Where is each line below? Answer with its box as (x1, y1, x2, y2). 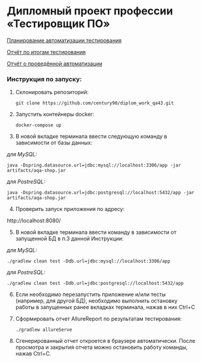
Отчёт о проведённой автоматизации (7, 60, 102, 67)
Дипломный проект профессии (7, 4, 173, 18)
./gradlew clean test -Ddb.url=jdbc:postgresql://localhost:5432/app (7, 280, 184, 286)
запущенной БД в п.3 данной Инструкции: (15, 235, 124, 242)
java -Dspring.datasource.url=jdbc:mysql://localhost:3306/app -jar (7, 162, 181, 168)
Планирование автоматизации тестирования (7, 37, 122, 44)
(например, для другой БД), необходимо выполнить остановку (15, 297, 178, 304)
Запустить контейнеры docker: (15, 111, 95, 118)
